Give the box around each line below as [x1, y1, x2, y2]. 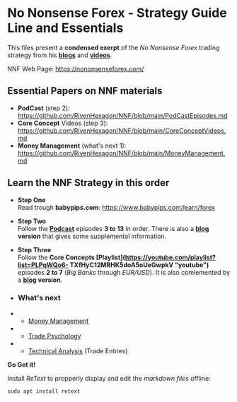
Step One [17, 196, 46, 204]
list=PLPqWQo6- [17, 260, 69, 269]
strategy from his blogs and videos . [7, 51, 112, 59]
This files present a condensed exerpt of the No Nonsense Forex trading [7, 43, 220, 52]
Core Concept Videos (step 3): [17, 119, 108, 127]
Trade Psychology [28, 331, 81, 340]
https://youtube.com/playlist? [125, 253, 216, 261]
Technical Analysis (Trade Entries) [28, 346, 129, 355]
